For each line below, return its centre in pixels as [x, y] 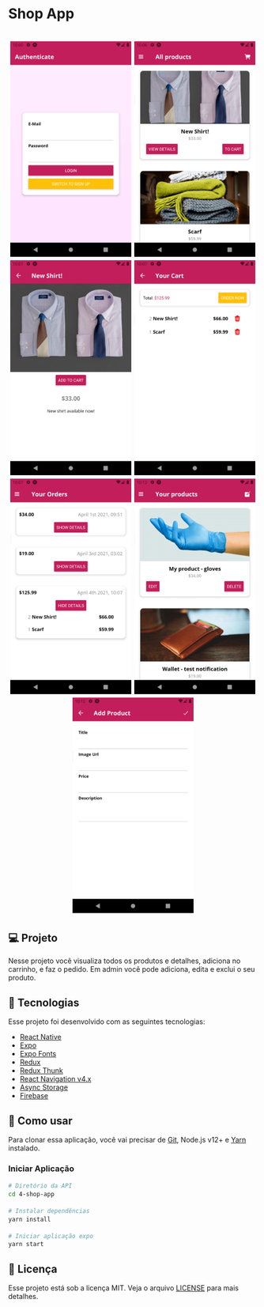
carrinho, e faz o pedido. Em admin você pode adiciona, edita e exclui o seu [132, 969]
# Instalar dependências [49, 1211]
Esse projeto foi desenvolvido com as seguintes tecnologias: [107, 1022]
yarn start [26, 1245]
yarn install [30, 1219]
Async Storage [44, 1087]
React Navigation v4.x [55, 1079]
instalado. [24, 1148]
